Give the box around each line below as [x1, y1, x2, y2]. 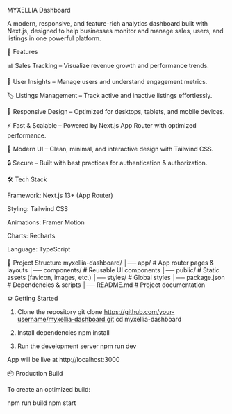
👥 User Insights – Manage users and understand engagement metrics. [7, 78, 208, 85]
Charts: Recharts [7, 232, 56, 240]
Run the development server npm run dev [17, 342, 137, 350]
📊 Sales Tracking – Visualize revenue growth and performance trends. [7, 62, 210, 69]
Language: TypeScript [7, 245, 71, 253]
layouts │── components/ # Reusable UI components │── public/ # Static [7, 266, 220, 274]
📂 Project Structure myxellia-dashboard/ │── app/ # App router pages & [7, 258, 214, 267]
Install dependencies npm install [17, 329, 110, 336]
